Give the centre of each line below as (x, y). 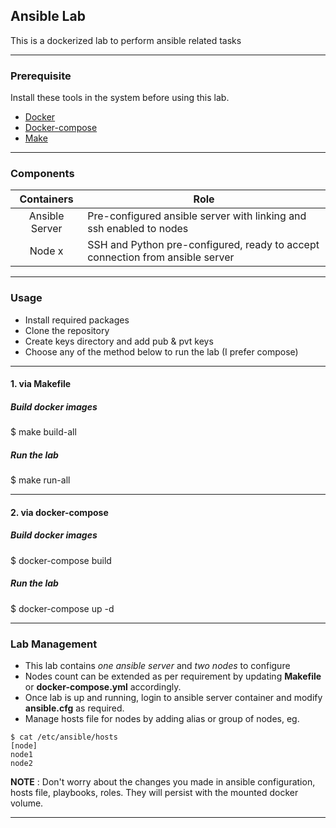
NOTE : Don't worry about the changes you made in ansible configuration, (163, 782)
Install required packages (77, 320)
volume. (27, 803)
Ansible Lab (48, 16)
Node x (46, 251)
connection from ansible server (161, 257)
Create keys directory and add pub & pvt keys (119, 341)
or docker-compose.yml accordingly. (103, 687)
